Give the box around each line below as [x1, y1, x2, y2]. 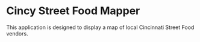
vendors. [6, 30, 28, 37]
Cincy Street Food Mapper [6, 4, 140, 18]
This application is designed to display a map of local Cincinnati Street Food [6, 24, 195, 31]
